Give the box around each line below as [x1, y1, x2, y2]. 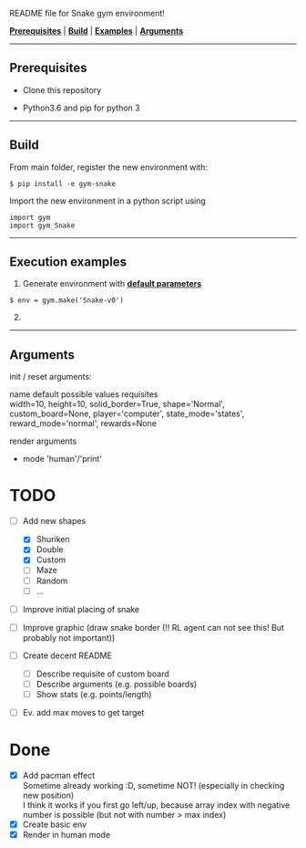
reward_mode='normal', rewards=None [9, 418, 158, 429]
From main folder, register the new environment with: [9, 162, 208, 173]
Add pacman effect [22, 770, 96, 780]
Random [36, 575, 68, 586]
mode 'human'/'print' [22, 454, 103, 465]
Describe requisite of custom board [36, 668, 170, 679]
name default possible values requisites [9, 389, 158, 400]
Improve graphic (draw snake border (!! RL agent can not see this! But [22, 622, 285, 633]
